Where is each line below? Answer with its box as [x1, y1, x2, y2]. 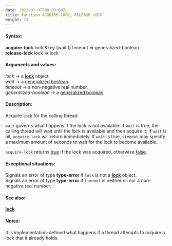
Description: [5, 101, 32, 107]
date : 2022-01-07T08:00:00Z [5, 7, 66, 13]
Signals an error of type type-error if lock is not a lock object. [5, 172, 137, 178]
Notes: [5, 218, 21, 224]
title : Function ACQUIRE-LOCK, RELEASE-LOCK [5, 12, 102, 17]
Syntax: [5, 33, 23, 39]
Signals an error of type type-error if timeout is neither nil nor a [5, 178, 140, 184]
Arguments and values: [5, 62, 56, 68]
